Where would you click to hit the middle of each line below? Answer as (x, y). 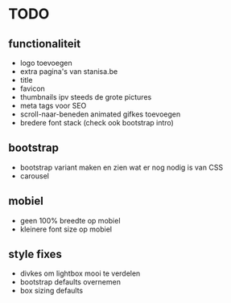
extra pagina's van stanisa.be (69, 72)
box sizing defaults (51, 291)
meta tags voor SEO (53, 106)
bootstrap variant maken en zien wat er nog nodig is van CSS (122, 167)
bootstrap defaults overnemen (70, 282)
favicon (33, 88)
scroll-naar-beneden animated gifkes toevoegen (100, 114)
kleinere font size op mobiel (66, 229)
